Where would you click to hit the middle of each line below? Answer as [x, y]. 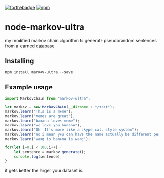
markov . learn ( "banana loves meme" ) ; [42, 121]
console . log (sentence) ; [38, 157]
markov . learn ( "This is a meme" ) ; [39, 112]
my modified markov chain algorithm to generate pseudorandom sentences [81, 40]
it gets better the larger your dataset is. [44, 170]
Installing [20, 61]
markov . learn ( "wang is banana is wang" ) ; [48, 139]
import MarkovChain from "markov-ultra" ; [48, 98]
